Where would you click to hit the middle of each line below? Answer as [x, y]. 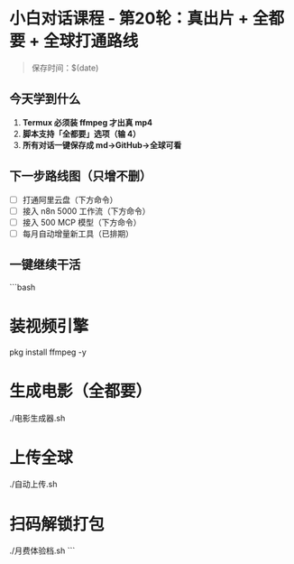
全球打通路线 [91, 41]
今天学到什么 [45, 99]
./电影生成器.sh [37, 418]
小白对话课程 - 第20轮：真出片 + [129, 18]
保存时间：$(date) [65, 68]
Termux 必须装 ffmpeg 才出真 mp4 [87, 122]
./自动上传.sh [33, 485]
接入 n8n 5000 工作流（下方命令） [86, 211]
